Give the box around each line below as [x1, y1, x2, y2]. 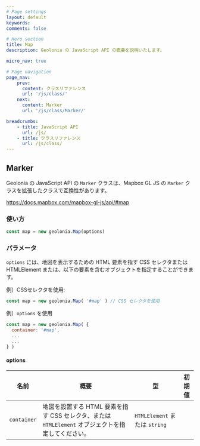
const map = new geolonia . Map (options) [6, 229, 105, 235]
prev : [17, 80, 31, 86]
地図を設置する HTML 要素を [42, 402, 123, 411]
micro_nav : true [6, 58, 46, 64]
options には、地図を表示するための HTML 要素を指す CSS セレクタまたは [6, 259, 188, 266]
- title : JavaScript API [17, 124, 79, 130]
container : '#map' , [11, 327, 60, 333]
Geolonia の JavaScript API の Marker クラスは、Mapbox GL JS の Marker [6, 179, 184, 186]
